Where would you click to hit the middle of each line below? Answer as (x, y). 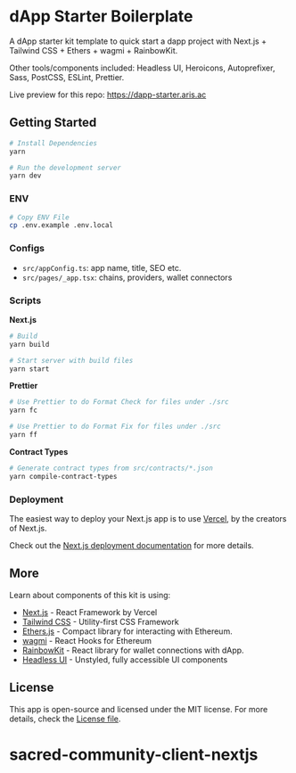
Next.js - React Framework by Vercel (90, 612)
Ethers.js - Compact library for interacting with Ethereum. (127, 631)
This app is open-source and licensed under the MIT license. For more (139, 709)
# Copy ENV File (39, 217)
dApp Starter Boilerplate (101, 16)
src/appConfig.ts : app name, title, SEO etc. (102, 267)
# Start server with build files (71, 360)
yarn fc (24, 411)
